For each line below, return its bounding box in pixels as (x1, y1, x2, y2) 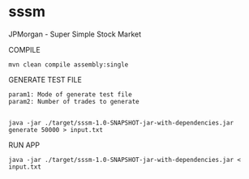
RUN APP (8, 140, 41, 150)
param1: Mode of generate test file (8, 90, 132, 99)
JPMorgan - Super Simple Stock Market (8, 29, 142, 39)
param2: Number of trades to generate (8, 97, 140, 105)
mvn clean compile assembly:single (8, 60, 129, 69)
